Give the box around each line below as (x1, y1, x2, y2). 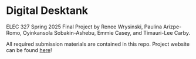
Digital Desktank (6, 4, 89, 17)
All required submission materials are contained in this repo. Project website (6, 40, 190, 47)
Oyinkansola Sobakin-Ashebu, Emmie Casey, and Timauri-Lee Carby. (22, 29, 191, 36)
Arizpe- (163, 23, 182, 30)
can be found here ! (6, 46, 52, 53)
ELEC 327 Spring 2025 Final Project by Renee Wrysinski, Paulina (6, 23, 163, 30)
